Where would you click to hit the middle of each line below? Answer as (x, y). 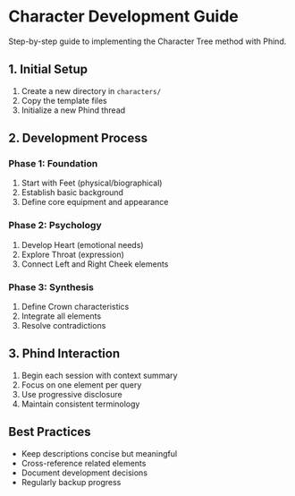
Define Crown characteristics (75, 307)
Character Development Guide (123, 17)
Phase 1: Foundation (53, 164)
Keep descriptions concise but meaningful (99, 453)
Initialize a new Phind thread (73, 110)
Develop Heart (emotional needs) (82, 244)
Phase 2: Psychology (55, 226)
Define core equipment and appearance (95, 202)
